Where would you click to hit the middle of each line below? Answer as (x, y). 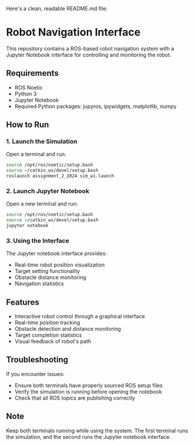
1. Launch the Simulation (42, 142)
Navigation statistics (39, 284)
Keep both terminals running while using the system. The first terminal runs (97, 430)
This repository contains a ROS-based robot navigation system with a (90, 48)
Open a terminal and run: (36, 154)
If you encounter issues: (35, 374)
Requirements (32, 73)
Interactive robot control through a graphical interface (80, 317)
